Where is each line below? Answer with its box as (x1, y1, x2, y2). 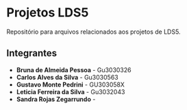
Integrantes (6, 47, 58, 59)
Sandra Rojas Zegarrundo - (16, 95, 96, 103)
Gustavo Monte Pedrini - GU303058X (16, 80, 125, 89)
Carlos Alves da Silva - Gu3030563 (16, 73, 119, 81)
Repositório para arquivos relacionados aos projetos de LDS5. (6, 27, 181, 36)
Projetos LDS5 (6, 5, 89, 21)
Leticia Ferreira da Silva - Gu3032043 (16, 87, 125, 96)
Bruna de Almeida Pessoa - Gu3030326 (16, 65, 132, 74)
